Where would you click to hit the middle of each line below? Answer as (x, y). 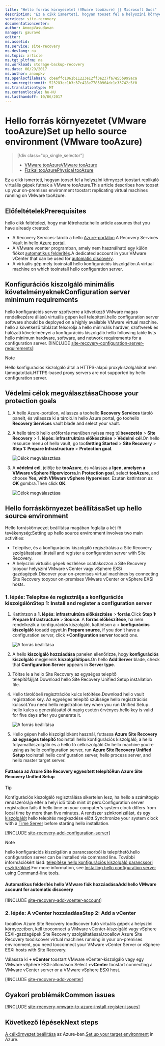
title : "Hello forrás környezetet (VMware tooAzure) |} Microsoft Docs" (81, 10)
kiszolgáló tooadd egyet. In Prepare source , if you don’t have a (76, 630)
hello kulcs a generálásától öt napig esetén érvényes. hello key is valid (82, 710)
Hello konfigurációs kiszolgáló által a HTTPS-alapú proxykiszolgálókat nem (81, 367)
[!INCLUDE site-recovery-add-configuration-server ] (58, 833)
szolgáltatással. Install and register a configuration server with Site (79, 553)
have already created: (27, 228)
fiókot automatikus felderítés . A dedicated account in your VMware (79, 253)
